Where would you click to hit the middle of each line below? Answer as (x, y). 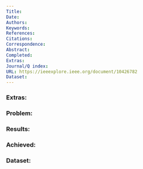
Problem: (19, 113)
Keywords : (18, 28)
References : (21, 33)
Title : (14, 11)
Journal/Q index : (27, 66)
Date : (13, 17)
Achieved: (21, 144)
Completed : (19, 55)
